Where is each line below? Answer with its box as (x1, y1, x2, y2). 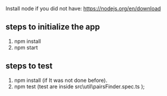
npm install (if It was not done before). (14, 77, 108, 84)
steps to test (5, 61, 53, 71)
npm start (14, 44, 38, 51)
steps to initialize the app (5, 22, 100, 32)
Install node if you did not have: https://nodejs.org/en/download (5, 5, 161, 12)
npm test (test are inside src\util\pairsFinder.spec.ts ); (14, 82, 145, 90)
